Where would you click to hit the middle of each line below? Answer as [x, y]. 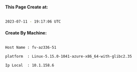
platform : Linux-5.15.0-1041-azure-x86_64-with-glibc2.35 [69, 57]
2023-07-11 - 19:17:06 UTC [33, 22]
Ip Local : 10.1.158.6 [30, 66]
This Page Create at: [27, 7]
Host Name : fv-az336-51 [31, 48]
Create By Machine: [26, 33]
